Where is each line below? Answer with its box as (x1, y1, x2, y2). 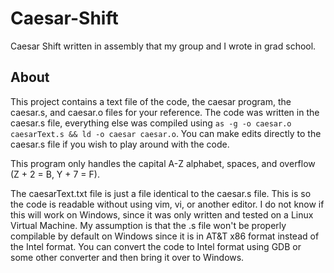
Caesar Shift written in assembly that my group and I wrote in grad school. (10, 40, 317, 52)
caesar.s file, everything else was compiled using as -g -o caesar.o (10, 117, 292, 129)
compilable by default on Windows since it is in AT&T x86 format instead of (10, 230, 320, 242)
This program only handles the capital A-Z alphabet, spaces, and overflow (10, 157, 316, 169)
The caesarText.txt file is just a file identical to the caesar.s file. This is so (10, 187, 312, 199)
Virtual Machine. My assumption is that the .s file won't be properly (10, 219, 287, 231)
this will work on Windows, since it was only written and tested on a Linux (10, 208, 314, 221)
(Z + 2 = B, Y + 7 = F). (10, 168, 100, 180)
